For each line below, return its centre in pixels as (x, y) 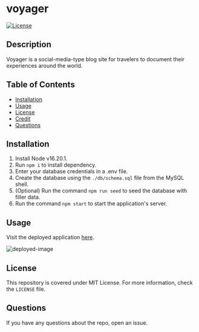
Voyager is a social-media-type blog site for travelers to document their (96, 59)
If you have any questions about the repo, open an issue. (77, 322)
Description (29, 45)
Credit (23, 118)
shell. (22, 184)
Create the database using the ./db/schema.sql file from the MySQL (99, 178)
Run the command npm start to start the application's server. (91, 204)
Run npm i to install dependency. (56, 165)
